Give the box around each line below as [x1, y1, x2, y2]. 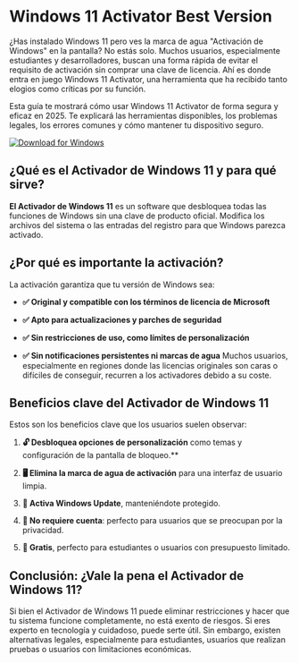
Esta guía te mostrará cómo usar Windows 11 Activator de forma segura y [9, 100, 278, 111]
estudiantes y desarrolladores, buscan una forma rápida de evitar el [9, 55, 259, 65]
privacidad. [21, 525, 64, 536]
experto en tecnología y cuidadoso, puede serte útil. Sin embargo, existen [9, 625, 281, 636]
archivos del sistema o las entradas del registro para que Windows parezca [9, 219, 286, 230]
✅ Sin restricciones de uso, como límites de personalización [21, 332, 250, 343]
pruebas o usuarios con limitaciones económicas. [9, 644, 192, 655]
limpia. [21, 480, 47, 491]
